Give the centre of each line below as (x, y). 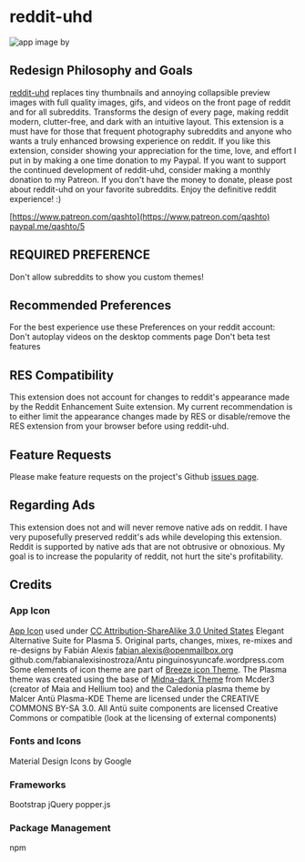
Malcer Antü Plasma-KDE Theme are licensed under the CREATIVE (134, 698)
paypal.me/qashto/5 (47, 226)
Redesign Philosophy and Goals (101, 71)
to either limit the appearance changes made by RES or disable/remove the (150, 417)
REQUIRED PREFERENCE (80, 255)
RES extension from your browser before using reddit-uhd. (119, 426)
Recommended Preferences (90, 305)
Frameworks (38, 785)
